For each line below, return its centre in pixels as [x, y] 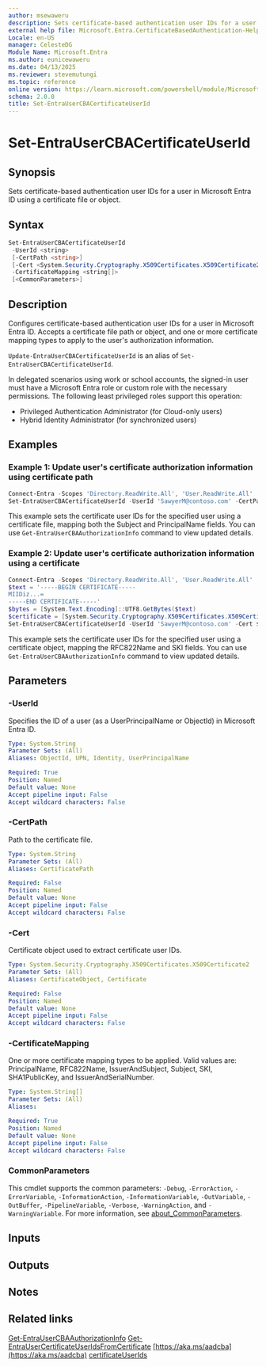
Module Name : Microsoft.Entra [58, 52]
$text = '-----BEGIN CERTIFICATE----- [72, 587]
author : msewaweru [38, 15]
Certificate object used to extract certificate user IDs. [95, 950]
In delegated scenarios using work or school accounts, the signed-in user [129, 379]
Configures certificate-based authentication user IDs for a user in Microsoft [131, 323]
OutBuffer [25, 1205]
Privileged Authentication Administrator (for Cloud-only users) [121, 411]
